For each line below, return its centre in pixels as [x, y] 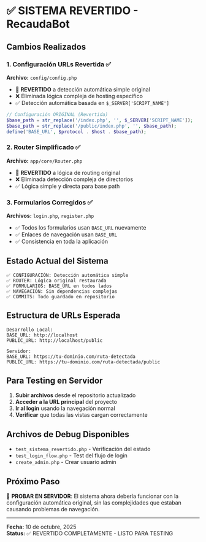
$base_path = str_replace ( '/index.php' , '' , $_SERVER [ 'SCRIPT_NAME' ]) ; [100, 120]
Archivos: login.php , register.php [50, 215]
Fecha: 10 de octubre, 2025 [41, 527]
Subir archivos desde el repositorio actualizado [75, 395]
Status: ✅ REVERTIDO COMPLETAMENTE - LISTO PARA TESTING [90, 533]
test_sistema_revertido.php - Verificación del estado [83, 449]
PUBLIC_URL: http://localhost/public [55, 340]
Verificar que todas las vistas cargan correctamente [82, 415]
